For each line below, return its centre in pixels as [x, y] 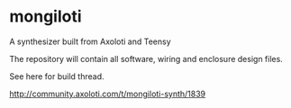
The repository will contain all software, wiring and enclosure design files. [146, 58]
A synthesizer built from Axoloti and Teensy [90, 41]
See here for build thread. [57, 76]
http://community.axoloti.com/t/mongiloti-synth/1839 [108, 94]
